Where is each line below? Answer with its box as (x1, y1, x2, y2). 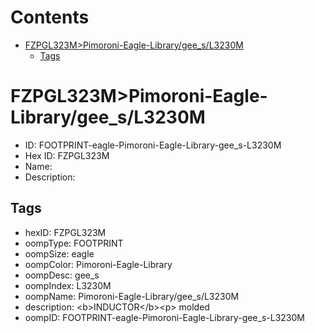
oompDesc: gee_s (24, 269, 100, 281)
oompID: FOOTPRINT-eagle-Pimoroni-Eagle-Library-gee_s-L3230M (24, 311, 305, 323)
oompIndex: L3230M (24, 279, 112, 291)
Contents (10, 6, 90, 29)
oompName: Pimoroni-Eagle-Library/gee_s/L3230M (24, 290, 240, 302)
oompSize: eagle (24, 247, 95, 260)
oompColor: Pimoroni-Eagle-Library (24, 258, 173, 270)
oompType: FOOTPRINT (24, 237, 124, 249)
